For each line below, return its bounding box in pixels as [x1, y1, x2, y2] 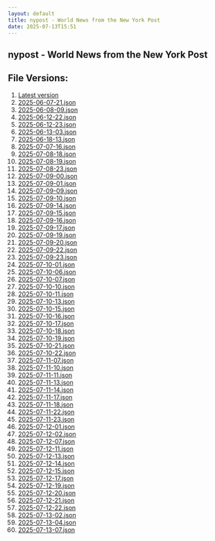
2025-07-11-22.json [17, 407, 75, 416]
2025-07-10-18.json [17, 327, 75, 335]
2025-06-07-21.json [17, 98, 76, 106]
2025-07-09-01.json [17, 179, 77, 187]
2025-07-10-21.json [17, 341, 75, 350]
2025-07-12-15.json [17, 466, 75, 475]
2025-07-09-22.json [17, 246, 78, 254]
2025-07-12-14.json [17, 459, 75, 467]
